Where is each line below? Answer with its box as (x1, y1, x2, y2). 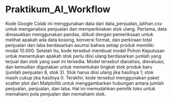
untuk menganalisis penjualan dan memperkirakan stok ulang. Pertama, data (5, 25, 167, 32)
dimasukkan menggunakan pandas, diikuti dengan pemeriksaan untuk (5, 31, 154, 37)
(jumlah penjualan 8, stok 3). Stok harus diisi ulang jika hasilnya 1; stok (5, 69, 154, 75)
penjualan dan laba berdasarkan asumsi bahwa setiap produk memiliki (5, 42, 154, 48)
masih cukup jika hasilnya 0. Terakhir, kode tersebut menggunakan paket (5, 74, 160, 81)
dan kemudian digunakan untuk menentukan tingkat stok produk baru (5, 64, 152, 70)
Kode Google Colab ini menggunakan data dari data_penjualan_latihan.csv (5, 20, 163, 27)
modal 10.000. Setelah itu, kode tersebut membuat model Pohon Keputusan (5, 47, 165, 54)
